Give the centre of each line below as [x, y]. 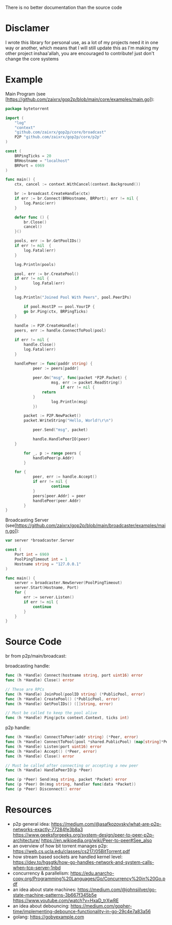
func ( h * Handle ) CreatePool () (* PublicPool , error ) [63, 699]
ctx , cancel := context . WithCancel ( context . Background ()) [78, 185]
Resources [29, 810]
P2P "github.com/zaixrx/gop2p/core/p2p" [58, 137]
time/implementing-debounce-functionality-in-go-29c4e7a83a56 [82, 911]
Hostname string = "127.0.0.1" [48, 564]
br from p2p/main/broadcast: [36, 656]
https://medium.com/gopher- [101, 906]
